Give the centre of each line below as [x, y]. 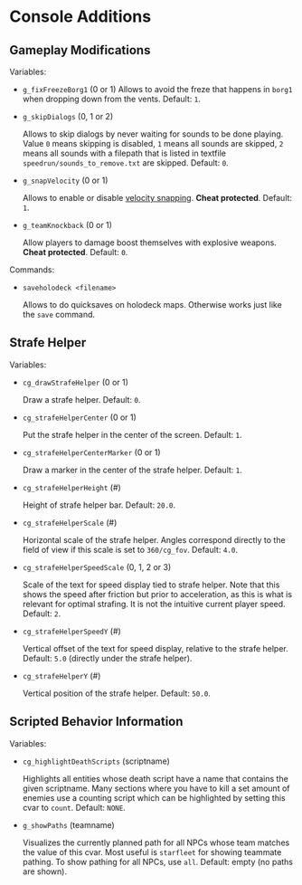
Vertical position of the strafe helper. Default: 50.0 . [116, 693]
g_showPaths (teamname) [68, 824]
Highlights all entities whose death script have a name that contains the [156, 778]
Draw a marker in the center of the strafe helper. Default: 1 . [132, 470]
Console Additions [80, 17]
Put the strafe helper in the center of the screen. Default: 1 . [132, 434]
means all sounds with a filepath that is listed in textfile [124, 153]
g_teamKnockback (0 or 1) [67, 225]
